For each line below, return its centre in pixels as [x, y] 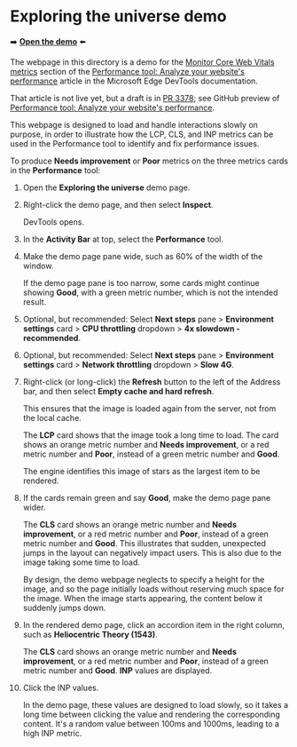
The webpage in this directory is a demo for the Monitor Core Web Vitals [142, 62]
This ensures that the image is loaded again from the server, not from [149, 408]
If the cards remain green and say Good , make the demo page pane [147, 497]
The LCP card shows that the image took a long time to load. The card [151, 435]
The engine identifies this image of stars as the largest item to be [141, 471]
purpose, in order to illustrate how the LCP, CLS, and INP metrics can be [142, 134]
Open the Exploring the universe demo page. [106, 187]
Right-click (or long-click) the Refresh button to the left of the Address [152, 381]
